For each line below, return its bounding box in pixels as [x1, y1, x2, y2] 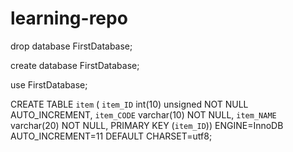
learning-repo [10, 7, 128, 30]
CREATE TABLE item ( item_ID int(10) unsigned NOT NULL [10, 98, 249, 110]
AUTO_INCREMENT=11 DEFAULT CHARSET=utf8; [10, 130, 213, 142]
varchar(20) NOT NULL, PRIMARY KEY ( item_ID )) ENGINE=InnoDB [10, 119, 284, 131]
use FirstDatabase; [10, 78, 88, 91]
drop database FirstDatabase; [10, 40, 133, 52]
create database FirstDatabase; [10, 59, 140, 71]
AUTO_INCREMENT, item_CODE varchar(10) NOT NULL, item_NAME [10, 108, 277, 121]
